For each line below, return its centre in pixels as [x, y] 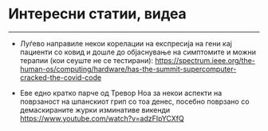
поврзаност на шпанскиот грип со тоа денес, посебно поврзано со [134, 101]
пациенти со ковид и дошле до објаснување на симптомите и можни [138, 52]
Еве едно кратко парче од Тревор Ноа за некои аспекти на [121, 93]
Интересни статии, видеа [98, 14]
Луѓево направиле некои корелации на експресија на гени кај [126, 43]
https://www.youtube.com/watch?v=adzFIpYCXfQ [102, 118]
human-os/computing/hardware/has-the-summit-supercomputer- [128, 69]
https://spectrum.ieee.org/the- [205, 60]
